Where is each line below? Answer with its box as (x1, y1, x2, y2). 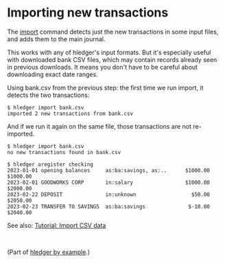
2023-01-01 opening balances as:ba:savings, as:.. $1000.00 (7, 167, 211, 173)
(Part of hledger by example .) (7, 248, 91, 256)
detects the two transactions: (7, 91, 90, 99)
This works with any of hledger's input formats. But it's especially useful (7, 48, 211, 56)
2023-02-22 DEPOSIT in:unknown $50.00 (7, 191, 211, 198)
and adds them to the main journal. (7, 34, 106, 43)
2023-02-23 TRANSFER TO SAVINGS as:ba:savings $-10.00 (7, 203, 211, 210)
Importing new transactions (7, 5, 169, 21)
